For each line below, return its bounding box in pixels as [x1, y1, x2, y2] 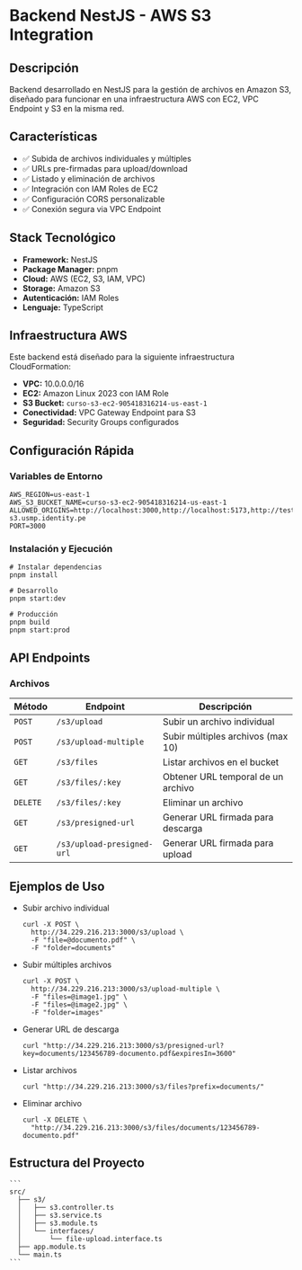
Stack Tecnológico [9, 230, 117, 245]
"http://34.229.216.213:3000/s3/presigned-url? [42, 1041, 225, 1050]
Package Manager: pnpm [22, 263, 119, 274]
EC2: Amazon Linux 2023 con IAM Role [22, 388, 169, 399]
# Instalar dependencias [9, 563, 102, 572]
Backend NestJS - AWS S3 [9, 5, 212, 26]
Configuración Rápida [9, 442, 135, 458]
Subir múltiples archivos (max [163, 730, 289, 742]
